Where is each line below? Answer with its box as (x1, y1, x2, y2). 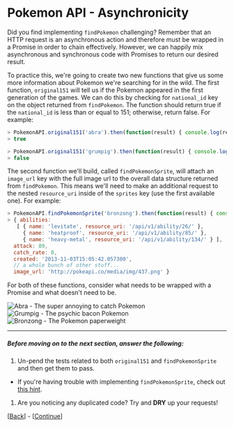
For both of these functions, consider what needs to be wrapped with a (7, 281, 212, 290)
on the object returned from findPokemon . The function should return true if (7, 100, 221, 109)
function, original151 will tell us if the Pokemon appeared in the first (7, 86, 203, 94)
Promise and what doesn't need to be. (7, 288, 117, 297)
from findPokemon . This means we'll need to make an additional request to (7, 182, 219, 190)
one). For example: (7, 196, 61, 205)
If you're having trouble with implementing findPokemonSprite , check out (17, 378, 226, 386)
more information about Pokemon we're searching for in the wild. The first (7, 78, 219, 86)
